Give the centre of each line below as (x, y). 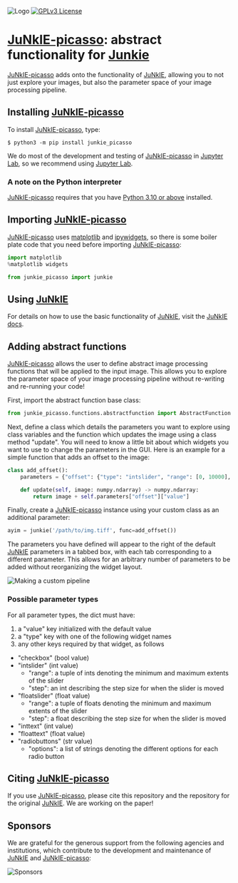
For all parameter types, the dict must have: (71, 615)
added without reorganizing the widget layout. (75, 567)
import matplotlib (35, 257)
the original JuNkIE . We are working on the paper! (81, 803)
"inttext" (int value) (45, 726)
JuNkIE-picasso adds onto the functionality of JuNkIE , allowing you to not (116, 74)
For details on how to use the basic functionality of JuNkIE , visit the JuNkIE (118, 317)
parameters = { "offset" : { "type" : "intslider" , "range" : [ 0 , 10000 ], (126, 477)
